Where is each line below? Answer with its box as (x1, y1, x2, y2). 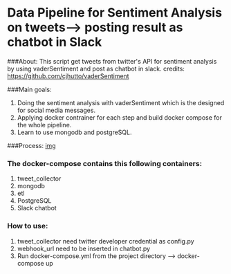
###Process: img (7, 141, 57, 149)
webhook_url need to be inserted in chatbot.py (17, 244, 151, 253)
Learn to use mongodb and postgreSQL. (17, 128, 132, 136)
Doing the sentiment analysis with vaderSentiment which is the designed (17, 98, 225, 107)
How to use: (7, 221, 48, 231)
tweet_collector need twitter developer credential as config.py (17, 237, 195, 245)
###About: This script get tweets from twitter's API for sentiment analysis (7, 57, 217, 65)
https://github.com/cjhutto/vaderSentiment (7, 71, 129, 80)
